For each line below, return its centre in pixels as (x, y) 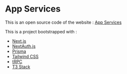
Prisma (19, 51)
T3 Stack (21, 67)
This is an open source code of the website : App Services (63, 22)
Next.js (19, 41)
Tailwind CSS (25, 56)
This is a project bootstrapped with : (41, 31)
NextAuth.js (24, 46)
